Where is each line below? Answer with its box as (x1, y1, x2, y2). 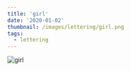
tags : (7, 30, 23, 37)
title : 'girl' (7, 10, 49, 18)
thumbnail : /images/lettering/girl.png (7, 23, 125, 30)
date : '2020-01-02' (7, 17, 65, 24)
